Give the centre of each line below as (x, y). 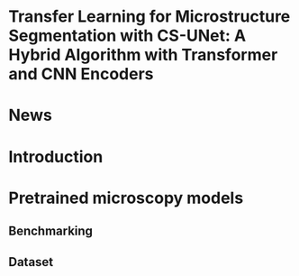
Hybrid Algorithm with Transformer (143, 55)
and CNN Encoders (81, 74)
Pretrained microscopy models (126, 198)
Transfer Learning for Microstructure (149, 17)
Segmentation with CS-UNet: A (127, 36)
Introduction (56, 156)
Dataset (31, 262)
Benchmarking (51, 231)
